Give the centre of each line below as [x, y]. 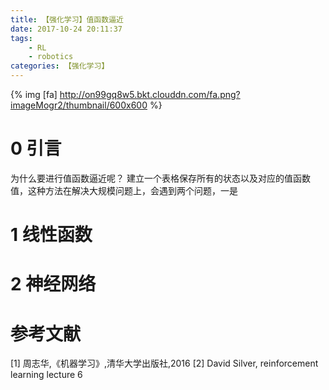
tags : [21, 38]
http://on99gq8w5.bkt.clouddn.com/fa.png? [150, 94]
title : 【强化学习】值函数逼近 [67, 19]
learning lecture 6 [46, 375]
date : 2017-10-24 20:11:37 [66, 29]
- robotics [51, 57]
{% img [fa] [34, 94]
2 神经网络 [53, 284]
